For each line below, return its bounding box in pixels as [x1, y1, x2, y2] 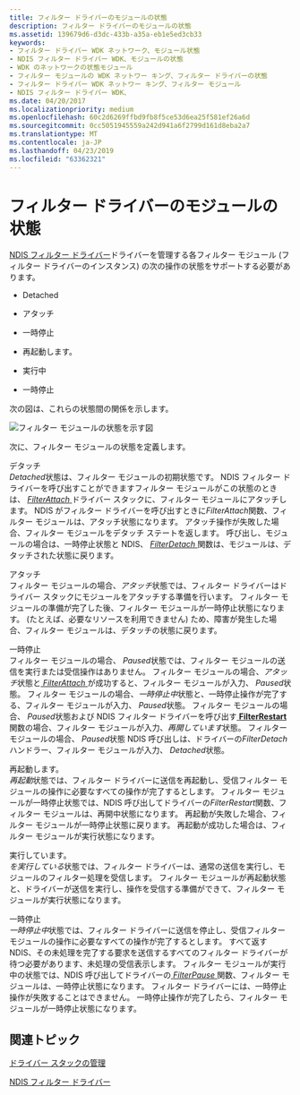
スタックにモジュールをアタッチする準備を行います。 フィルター [42, 592, 279, 603]
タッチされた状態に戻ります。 [9, 550, 119, 560]
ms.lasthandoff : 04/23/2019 [9, 146, 115, 155]
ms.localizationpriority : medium [9, 105, 134, 114]
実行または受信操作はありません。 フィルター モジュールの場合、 [24, 666, 264, 677]
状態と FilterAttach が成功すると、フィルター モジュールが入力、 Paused [17, 678, 284, 689]
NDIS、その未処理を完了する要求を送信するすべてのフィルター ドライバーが [9, 947, 288, 958]
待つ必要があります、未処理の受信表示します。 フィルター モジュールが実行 [9, 959, 287, 970]
